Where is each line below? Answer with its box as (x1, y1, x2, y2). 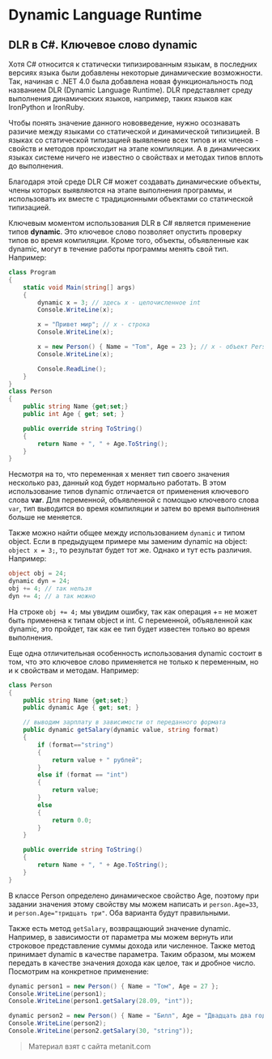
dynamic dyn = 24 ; (8, 577, 70, 585)
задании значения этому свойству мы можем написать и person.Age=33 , (8, 899, 259, 908)
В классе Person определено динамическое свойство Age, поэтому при (8, 891, 259, 900)
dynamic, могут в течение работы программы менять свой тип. (8, 245, 229, 253)
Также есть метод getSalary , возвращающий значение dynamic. (8, 923, 232, 933)
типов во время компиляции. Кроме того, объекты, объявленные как (8, 236, 249, 245)
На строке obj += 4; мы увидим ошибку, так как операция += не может (8, 606, 257, 616)
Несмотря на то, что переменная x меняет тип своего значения (8, 470, 230, 479)
